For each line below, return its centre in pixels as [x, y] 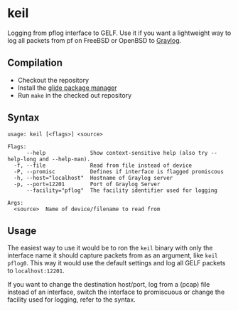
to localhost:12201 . [36, 271]
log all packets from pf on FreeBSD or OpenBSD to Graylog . [94, 40]
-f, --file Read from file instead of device [103, 165]
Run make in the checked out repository [75, 95]
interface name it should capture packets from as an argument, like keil [113, 255]
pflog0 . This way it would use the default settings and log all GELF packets [117, 263]
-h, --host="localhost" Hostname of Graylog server [93, 178]
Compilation [35, 63]
